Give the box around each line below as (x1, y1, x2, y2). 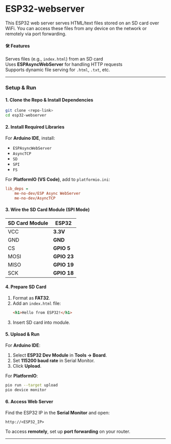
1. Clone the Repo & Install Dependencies (5, 97, 94, 103)
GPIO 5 (53, 245, 71, 252)
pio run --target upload (5, 382, 58, 388)
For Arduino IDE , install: (5, 135, 55, 141)
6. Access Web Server (5, 398, 53, 404)
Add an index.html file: (12, 301, 61, 307)
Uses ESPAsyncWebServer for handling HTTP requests (5, 62, 123, 68)
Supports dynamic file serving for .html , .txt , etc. (5, 67, 110, 73)
